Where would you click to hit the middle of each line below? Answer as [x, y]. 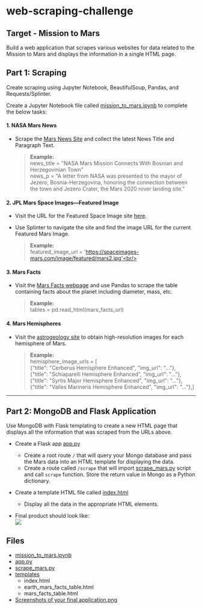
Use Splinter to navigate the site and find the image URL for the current [103, 228]
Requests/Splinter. [29, 94]
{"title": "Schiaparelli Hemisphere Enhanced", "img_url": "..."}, [106, 374]
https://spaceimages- [112, 252]
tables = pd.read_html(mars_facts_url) [77, 310]
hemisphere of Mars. [41, 343]
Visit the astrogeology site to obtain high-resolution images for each [99, 337]
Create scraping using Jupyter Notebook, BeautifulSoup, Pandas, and [93, 87]
